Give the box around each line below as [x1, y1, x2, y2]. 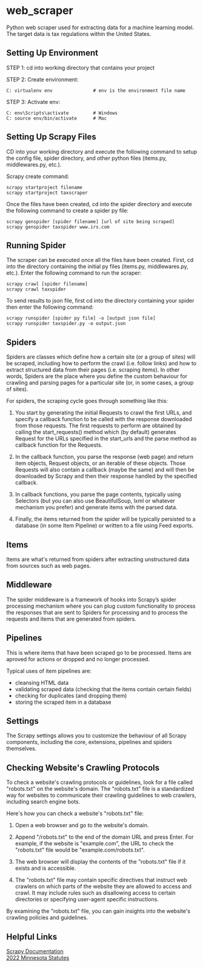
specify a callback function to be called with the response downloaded [15, 416, 192, 423]
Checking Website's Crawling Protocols [6, 762, 159, 773]
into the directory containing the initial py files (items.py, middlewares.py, [6, 263, 189, 270]
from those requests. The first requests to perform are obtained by [15, 422, 182, 429]
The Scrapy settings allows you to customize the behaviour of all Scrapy [6, 732, 187, 739]
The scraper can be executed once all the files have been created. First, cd [6, 256, 194, 264]
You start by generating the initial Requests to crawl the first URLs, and [15, 409, 192, 416]
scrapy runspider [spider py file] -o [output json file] [6, 315, 156, 322]
